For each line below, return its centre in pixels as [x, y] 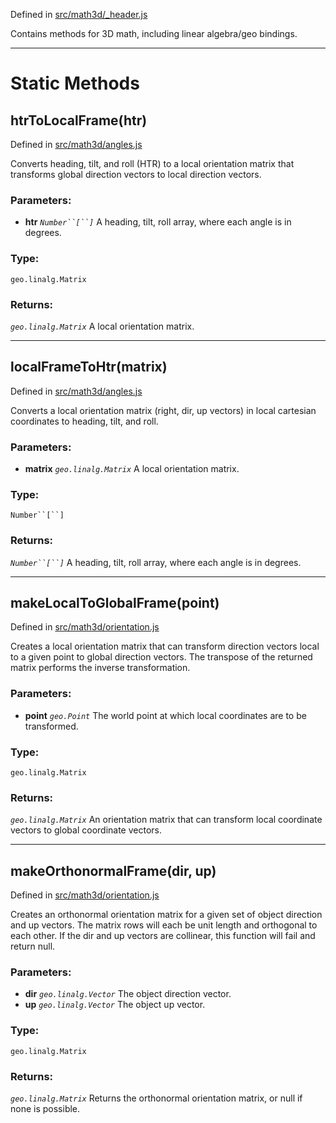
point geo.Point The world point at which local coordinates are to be [165, 715]
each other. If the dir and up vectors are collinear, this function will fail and [163, 936]
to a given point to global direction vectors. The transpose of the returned [161, 657]
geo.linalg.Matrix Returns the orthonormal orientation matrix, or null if [156, 1098]
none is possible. [45, 1108]
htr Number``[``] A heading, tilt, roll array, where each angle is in [158, 222]
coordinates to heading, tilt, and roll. [84, 421]
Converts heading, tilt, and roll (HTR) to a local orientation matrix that [152, 163]
